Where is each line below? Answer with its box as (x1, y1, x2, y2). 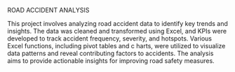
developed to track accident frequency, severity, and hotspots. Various (7, 34, 213, 43)
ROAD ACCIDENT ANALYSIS (7, 6, 90, 14)
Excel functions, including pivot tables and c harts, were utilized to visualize (7, 42, 226, 50)
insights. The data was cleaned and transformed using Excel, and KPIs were (7, 27, 227, 35)
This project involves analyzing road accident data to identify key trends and (7, 20, 228, 27)
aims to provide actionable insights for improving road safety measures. (7, 57, 215, 65)
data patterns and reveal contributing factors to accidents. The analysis (7, 49, 214, 57)
